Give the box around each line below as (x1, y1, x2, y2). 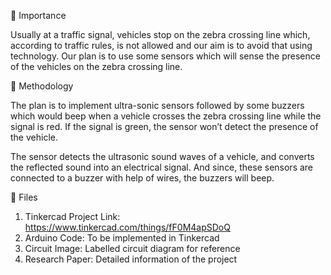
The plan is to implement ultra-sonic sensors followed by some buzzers (10, 100, 305, 111)
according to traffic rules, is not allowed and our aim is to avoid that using (10, 40, 313, 51)
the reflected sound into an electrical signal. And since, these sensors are (10, 161, 314, 173)
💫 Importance (10, 10, 67, 21)
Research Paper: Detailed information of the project (24, 253, 238, 265)
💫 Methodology (10, 80, 74, 92)
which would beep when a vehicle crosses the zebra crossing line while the (10, 110, 322, 122)
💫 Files (10, 191, 38, 203)
